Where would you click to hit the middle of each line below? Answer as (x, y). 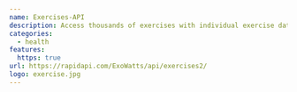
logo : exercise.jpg (45, 74)
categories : (31, 33)
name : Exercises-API (47, 17)
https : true (39, 58)
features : (27, 50)
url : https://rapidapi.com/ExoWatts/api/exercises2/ (108, 67)
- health (33, 42)
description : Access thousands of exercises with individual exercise (142, 25)
